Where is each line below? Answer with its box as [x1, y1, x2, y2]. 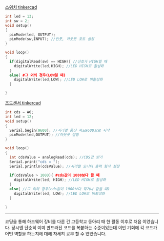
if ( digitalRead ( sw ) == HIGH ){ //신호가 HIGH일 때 [9, 59, 107, 64]
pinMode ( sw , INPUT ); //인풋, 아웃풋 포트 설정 [9, 37, 94, 41]
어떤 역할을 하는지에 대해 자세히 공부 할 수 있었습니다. [5, 231, 106, 237]
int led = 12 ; [5, 114, 34, 119]
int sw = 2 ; [5, 19, 29, 23]
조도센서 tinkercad [5, 100, 41, 106]
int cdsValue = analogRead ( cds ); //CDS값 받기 [9, 155, 103, 160]
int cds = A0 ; [5, 110, 34, 115]
